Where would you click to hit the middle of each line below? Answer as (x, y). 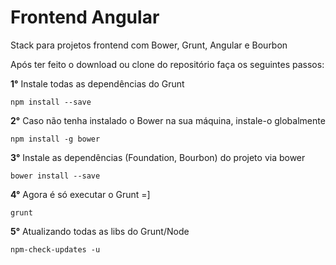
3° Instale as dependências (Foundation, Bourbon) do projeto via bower (158, 157)
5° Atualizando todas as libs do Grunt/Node (100, 231)
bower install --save (55, 176)
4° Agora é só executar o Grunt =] (80, 194)
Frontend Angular (85, 17)
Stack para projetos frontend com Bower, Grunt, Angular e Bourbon (149, 45)
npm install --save (51, 102)
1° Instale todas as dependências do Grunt (97, 83)
